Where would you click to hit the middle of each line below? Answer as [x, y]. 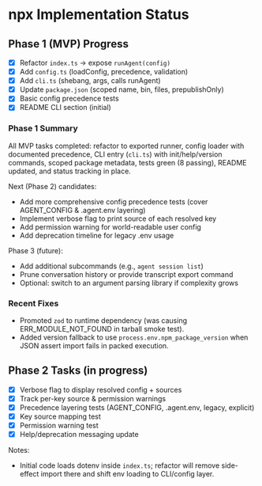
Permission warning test [59, 426]
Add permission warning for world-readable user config [110, 226]
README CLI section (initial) [65, 108]
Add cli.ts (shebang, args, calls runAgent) [90, 81]
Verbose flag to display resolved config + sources [101, 389]
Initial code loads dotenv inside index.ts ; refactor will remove [120, 465]
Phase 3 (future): [36, 250]
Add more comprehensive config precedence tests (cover [114, 201]
